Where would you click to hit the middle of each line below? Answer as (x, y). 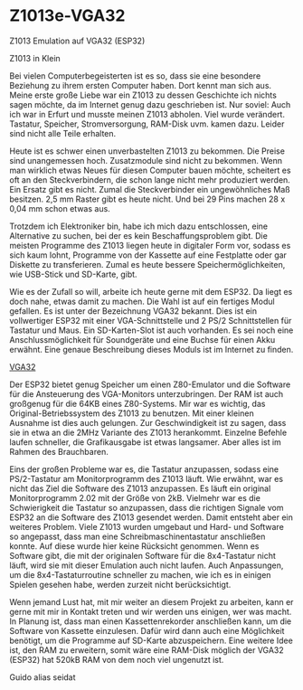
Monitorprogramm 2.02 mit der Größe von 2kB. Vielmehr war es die (135, 497)
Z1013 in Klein (35, 58)
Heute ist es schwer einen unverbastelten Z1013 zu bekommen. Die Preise (147, 151)
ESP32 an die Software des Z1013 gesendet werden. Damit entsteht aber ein (151, 517)
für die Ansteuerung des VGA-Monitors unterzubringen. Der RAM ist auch (147, 393)
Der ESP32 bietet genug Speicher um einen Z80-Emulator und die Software (150, 384)
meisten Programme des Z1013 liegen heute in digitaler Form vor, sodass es (150, 245)
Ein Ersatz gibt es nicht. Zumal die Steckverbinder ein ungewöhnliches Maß (150, 189)
